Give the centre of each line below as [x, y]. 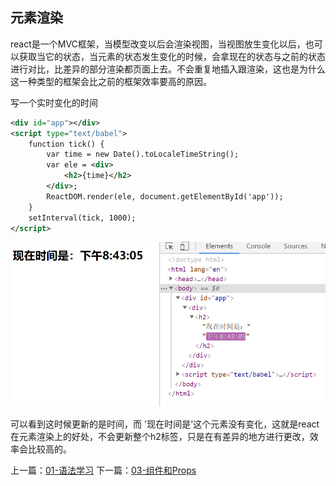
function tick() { [66, 144]
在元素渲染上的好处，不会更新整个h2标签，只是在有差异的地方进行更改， [160, 437]
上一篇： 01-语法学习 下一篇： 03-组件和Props [103, 470]
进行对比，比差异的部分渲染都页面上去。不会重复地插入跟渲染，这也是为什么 [168, 69]
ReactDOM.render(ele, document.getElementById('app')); [165, 196]
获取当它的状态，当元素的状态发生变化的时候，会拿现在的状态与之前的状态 [172, 56]
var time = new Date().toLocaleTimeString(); [143, 154]
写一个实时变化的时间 [54, 102]
